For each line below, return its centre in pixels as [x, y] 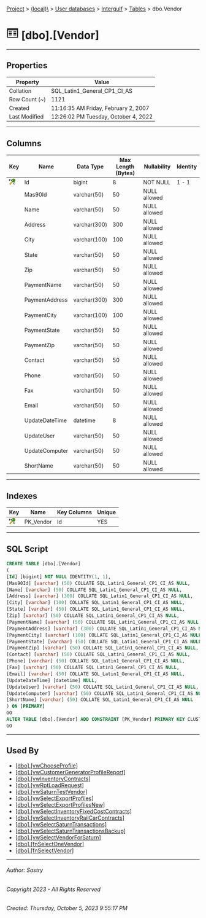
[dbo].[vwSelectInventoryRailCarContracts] [70, 818]
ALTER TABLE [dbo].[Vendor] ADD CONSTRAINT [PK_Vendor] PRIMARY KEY [96, 720]
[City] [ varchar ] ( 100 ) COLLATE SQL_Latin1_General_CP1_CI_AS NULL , [96, 603]
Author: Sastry [25, 870]
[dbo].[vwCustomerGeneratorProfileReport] [70, 772]
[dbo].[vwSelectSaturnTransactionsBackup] [70, 831]
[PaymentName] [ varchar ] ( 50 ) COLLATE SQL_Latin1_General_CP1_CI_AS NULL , [104, 622]
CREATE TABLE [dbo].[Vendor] [44, 564]
